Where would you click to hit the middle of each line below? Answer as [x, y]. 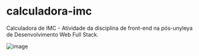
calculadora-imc [49, 11]
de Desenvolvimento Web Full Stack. [53, 34]
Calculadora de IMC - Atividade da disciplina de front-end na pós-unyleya [99, 28]
